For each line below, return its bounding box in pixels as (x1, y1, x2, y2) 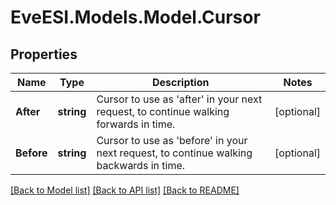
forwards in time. (96, 117, 176, 131)
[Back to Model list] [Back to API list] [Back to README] (10, 184, 240, 196)
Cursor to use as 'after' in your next (96, 92, 263, 106)
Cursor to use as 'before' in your (96, 134, 248, 147)
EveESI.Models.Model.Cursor (10, 6, 261, 29)
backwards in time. (96, 159, 186, 172)
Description (152, 76, 210, 89)
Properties (10, 46, 78, 63)
